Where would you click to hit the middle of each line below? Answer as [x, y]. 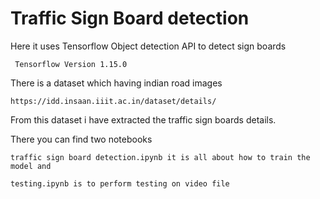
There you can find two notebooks [81, 139]
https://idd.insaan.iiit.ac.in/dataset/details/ [113, 101]
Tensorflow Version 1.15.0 [71, 64]
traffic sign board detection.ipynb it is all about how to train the [160, 157]
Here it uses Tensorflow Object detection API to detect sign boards [148, 46]
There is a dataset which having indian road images [116, 83]
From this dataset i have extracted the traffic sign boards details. [143, 119]
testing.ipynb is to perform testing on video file [120, 183]
